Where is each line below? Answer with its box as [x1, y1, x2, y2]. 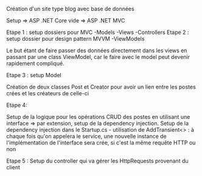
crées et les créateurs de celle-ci [6, 90, 89, 96]
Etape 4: [6, 101, 27, 109]
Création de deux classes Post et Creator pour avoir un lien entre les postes [6, 83, 196, 90]
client [6, 164, 20, 171]
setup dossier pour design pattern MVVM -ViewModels [6, 35, 145, 42]
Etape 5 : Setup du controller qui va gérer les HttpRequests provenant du [6, 157, 189, 164]
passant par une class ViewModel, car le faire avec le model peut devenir [6, 53, 190, 60]
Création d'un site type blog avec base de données [6, 5, 135, 12]
